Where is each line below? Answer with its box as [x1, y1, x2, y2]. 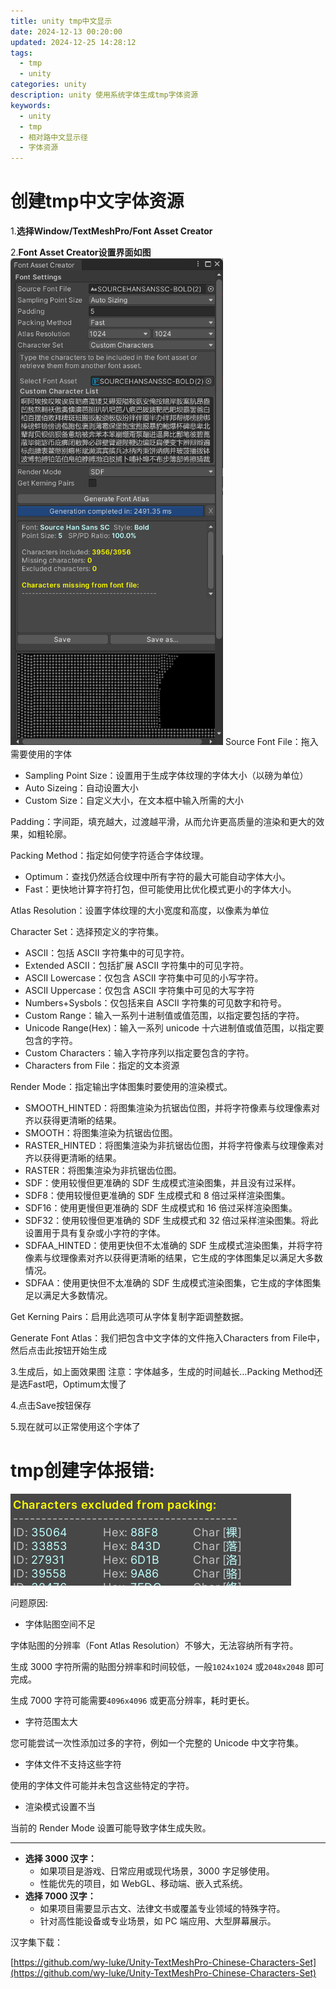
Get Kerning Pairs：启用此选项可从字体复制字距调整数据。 [10, 1311, 249, 1323]
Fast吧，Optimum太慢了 [27, 1378, 127, 1390]
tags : [10, 48, 33, 58]
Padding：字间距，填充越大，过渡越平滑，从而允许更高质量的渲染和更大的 [10, 816, 317, 828]
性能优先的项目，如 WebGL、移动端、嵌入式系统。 [39, 1878, 248, 1889]
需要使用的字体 [10, 748, 72, 760]
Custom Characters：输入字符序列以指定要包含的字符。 [24, 1047, 255, 1059]
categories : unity [10, 80, 87, 90]
